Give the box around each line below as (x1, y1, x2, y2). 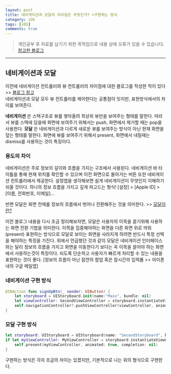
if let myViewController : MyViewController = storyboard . (5, 337, 131, 343)
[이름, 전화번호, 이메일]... (5, 191, 55, 197)
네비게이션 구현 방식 (5, 277, 51, 284)
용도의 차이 (5, 152, 31, 159)
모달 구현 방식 (5, 320, 37, 328)
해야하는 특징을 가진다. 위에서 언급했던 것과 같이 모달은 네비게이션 (10, 237, 141, 244)
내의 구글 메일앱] (5, 263, 39, 269)
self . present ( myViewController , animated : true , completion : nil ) (14, 342, 158, 347)
